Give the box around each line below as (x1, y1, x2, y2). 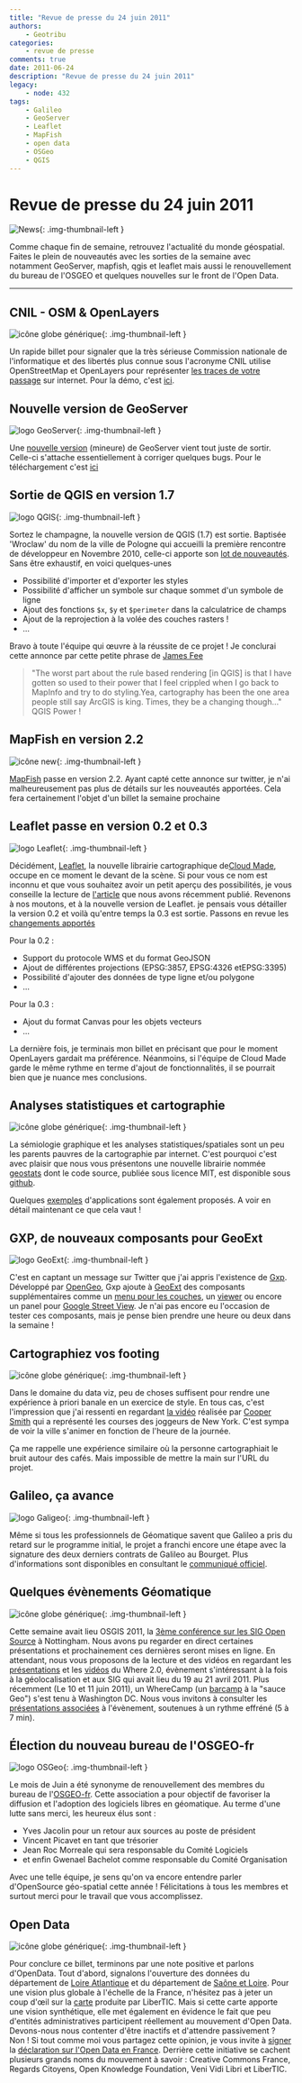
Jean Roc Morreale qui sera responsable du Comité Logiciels (22, 1844, 249, 1856)
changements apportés (9, 917, 96, 928)
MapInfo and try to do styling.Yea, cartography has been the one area (31, 687, 289, 697)
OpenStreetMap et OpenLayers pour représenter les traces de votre (9, 366, 261, 377)
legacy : (9, 80, 39, 89)
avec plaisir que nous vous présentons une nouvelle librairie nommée (9, 1159, 266, 1169)
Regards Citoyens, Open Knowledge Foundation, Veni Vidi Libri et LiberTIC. (9, 2064, 288, 2075)
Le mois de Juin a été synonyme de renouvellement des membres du (9, 1779, 265, 1790)
